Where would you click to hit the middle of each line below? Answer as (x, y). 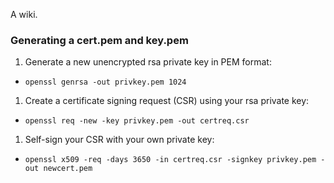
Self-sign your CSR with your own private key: (119, 140)
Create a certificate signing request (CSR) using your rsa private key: (167, 101)
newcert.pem (68, 169)
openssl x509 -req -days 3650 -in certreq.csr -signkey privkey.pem (170, 160)
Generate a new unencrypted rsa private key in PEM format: (148, 62)
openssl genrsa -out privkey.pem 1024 (105, 82)
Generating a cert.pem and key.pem (99, 40)
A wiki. (24, 14)
